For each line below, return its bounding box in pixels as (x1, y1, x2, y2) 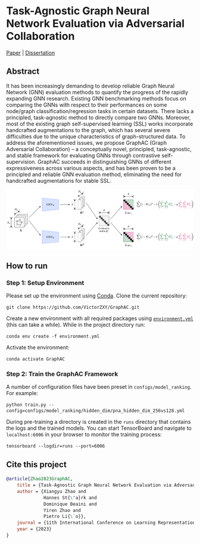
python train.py (6, 402, 46, 408)
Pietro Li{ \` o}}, (43, 514, 86, 520)
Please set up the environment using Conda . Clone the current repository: (6, 292, 187, 299)
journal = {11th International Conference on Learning (17, 520, 156, 526)
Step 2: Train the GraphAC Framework (6, 370, 118, 378)
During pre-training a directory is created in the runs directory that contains (6, 418, 191, 426)
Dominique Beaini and (43, 501, 97, 507)
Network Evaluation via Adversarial (6, 17, 185, 30)
